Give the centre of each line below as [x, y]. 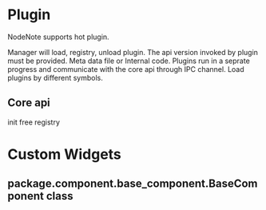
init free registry [34, 122]
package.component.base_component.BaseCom [133, 184]
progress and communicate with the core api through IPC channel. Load [126, 69]
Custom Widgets [64, 154]
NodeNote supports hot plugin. [58, 37]
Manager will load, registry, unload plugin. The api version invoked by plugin [133, 52]
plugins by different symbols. [55, 77]
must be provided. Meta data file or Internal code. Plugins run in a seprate [129, 61]
